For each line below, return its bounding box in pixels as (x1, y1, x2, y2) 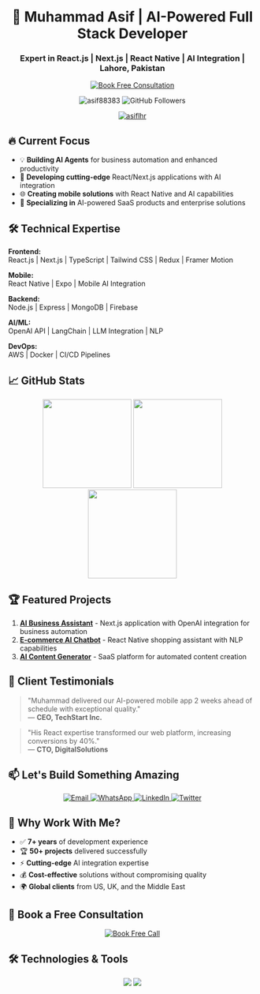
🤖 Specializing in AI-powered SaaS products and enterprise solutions (19, 198, 246, 208)
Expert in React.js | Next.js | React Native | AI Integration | (19, 53, 246, 64)
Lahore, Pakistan (99, 63, 165, 74)
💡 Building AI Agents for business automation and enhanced (19, 155, 218, 165)
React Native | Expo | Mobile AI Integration (8, 279, 146, 288)
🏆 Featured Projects (8, 593, 112, 607)
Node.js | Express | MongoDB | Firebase (8, 302, 139, 312)
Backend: (8, 294, 40, 304)
